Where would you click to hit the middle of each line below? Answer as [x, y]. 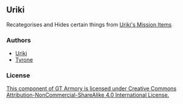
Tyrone [24, 60]
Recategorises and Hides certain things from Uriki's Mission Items [89, 24]
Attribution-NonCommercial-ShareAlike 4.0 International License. [88, 95]
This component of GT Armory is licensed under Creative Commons [91, 89]
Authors [19, 40]
